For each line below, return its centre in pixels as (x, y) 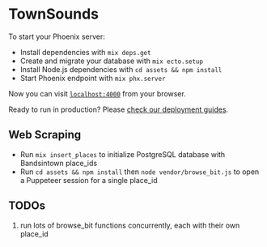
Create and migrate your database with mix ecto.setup (112, 61)
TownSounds (54, 14)
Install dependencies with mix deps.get (85, 52)
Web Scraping (45, 135)
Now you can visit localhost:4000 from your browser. (97, 93)
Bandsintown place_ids (59, 163)
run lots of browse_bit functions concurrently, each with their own (130, 225)
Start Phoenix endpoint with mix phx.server (93, 78)
